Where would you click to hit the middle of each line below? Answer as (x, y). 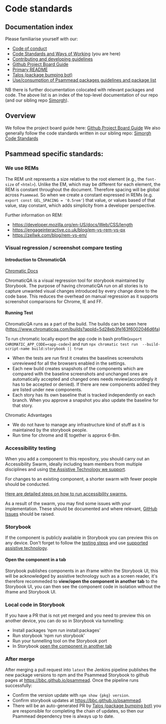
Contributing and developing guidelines (53, 59)
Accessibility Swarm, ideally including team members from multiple (74, 464)
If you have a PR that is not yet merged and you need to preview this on (78, 615)
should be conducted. (28, 484)
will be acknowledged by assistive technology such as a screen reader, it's (81, 576)
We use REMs (22, 168)
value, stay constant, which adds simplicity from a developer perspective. (80, 205)
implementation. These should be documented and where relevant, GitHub (81, 509)
